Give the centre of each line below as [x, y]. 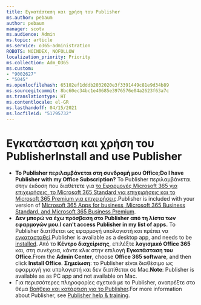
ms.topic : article [29, 40]
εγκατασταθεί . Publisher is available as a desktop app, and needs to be [104, 238]
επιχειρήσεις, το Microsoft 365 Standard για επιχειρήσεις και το [95, 192]
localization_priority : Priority [48, 57]
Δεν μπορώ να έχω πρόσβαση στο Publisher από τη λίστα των [95, 218]
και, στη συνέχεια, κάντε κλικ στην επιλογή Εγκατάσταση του [94, 250]
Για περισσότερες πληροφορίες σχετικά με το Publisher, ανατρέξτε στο [105, 283]
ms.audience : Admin [31, 35]
